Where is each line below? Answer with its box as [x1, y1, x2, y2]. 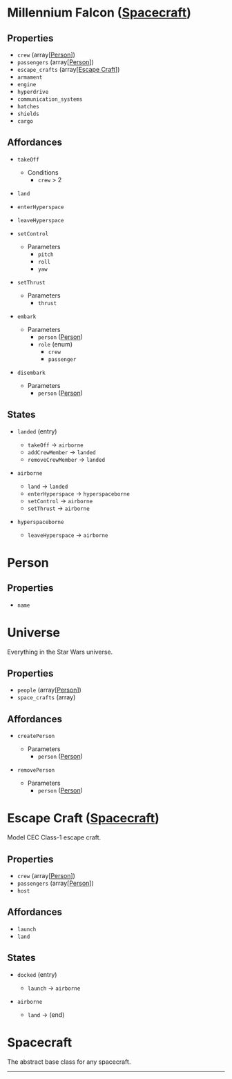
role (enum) [37, 340, 72, 348]
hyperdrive [17, 88, 49, 95]
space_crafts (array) [17, 693, 76, 701]
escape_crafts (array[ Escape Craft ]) [17, 66, 120, 73]
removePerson [17, 767, 55, 774]
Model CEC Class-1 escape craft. [7, 833, 101, 842]
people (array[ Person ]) [17, 686, 81, 694]
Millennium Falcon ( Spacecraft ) [7, 5, 191, 21]
